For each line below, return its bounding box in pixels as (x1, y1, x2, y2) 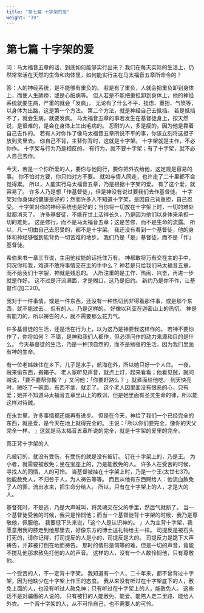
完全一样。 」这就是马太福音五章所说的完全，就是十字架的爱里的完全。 (6, 427, 183, 435)
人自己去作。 (6, 152, 38, 160)
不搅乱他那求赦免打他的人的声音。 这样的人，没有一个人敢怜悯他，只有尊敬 (6, 549, 194, 557)
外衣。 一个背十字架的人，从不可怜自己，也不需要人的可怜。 (6, 600, 157, 608)
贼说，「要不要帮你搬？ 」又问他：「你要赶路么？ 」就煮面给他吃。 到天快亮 (6, 376, 192, 384)
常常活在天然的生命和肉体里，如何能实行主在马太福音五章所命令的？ (11, 71, 182, 79)
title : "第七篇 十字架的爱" (6, 8, 70, 15)
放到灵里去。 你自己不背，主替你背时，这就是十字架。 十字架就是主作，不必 (6, 137, 195, 144)
